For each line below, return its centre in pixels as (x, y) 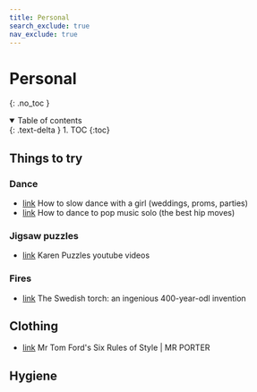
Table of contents (50, 121)
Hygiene (34, 375)
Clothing (34, 326)
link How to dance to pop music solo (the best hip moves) (128, 213)
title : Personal (39, 17)
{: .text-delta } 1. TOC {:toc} (60, 130)
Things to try (46, 158)
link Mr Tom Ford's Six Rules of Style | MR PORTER (116, 348)
